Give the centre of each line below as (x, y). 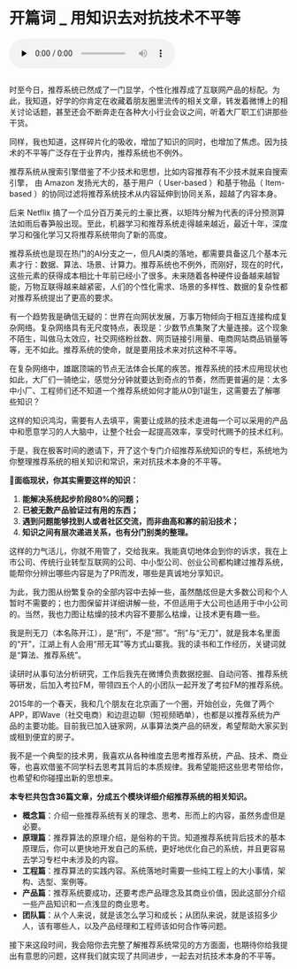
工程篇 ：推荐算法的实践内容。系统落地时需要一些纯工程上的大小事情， (150, 870)
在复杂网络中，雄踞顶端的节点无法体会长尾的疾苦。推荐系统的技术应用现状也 (148, 368)
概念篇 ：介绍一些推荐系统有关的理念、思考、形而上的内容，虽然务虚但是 (153, 815)
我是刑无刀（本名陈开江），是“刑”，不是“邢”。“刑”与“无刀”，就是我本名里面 (145, 633)
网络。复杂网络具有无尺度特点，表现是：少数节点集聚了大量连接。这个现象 (152, 327)
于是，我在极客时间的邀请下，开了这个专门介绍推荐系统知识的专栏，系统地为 (148, 450)
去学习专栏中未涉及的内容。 (72, 859)
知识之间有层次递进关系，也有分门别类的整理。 (107, 532)
